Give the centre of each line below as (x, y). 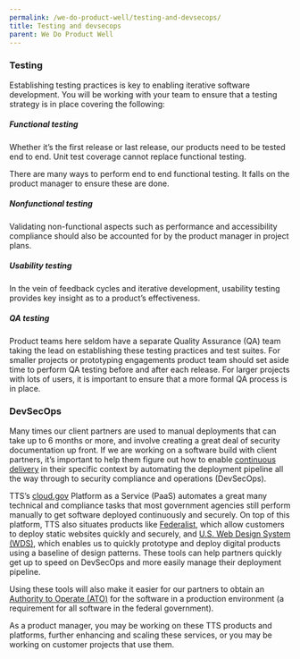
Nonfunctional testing (51, 204)
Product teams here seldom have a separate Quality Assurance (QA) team (145, 341)
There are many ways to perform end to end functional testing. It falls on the (150, 173)
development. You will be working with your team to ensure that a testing (143, 94)
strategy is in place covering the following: (87, 104)
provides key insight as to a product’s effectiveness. (105, 298)
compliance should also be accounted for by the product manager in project (149, 236)
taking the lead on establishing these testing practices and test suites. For (145, 351)
